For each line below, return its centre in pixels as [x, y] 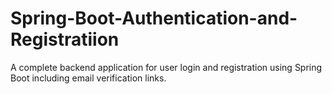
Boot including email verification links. [88, 78]
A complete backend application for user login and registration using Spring [166, 67]
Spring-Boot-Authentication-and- [154, 18]
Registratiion [65, 39]
